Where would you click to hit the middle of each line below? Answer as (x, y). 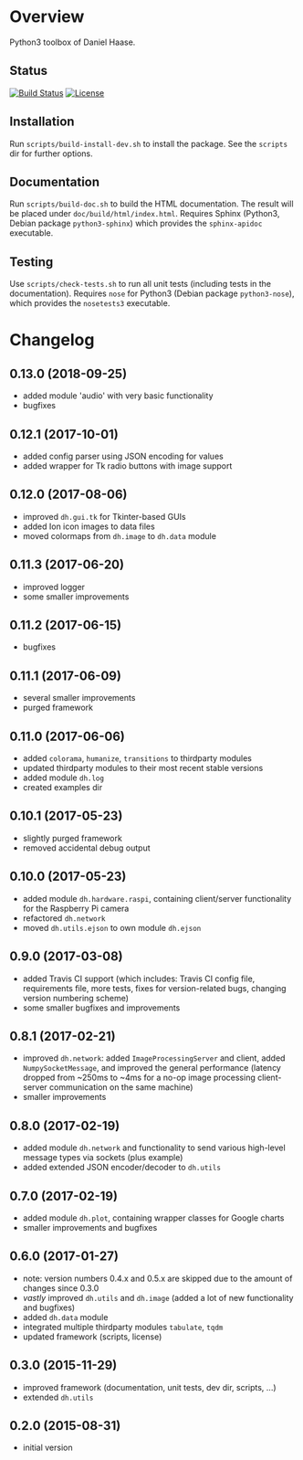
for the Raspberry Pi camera (76, 908)
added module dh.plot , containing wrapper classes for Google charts (153, 1218)
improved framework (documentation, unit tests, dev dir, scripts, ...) (149, 1387)
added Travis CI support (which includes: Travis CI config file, (139, 979)
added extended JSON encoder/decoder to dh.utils (122, 1168)
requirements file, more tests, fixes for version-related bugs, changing (154, 988)
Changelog (52, 340)
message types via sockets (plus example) (103, 1158)
